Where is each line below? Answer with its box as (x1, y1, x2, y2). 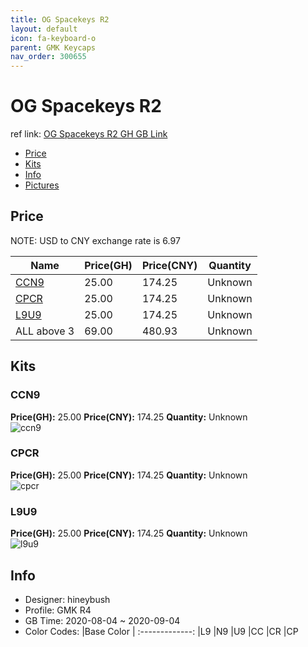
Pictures (24, 179, 60, 191)
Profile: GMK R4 (24, 604, 92, 616)
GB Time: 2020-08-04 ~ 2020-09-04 (24, 614, 181, 626)
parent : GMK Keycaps (10, 42, 97, 53)
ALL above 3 (15, 324, 75, 338)
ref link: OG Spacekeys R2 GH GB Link (10, 128, 168, 140)
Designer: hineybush (24, 593, 111, 605)
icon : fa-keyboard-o (10, 33, 97, 43)
